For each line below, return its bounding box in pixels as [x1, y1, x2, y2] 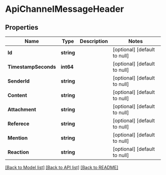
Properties [5, 23, 39, 32]
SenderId [7, 78, 30, 85]
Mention [7, 134, 28, 141]
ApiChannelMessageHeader [5, 3, 124, 15]
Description [80, 38, 108, 44]
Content [7, 92, 27, 98]
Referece [7, 120, 30, 127]
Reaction [7, 149, 29, 155]
